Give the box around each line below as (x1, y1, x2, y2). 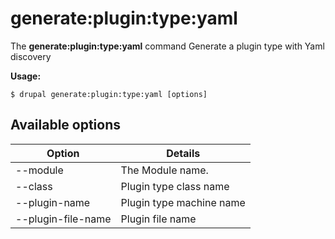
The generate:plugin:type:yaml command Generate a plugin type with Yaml (10, 40, 325, 52)
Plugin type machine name (120, 195, 246, 209)
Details (166, 146, 201, 160)
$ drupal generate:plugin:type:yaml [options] (10, 89, 208, 99)
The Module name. (120, 163, 209, 177)
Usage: (10, 70, 42, 82)
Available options (10, 117, 122, 134)
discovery (10, 50, 52, 62)
